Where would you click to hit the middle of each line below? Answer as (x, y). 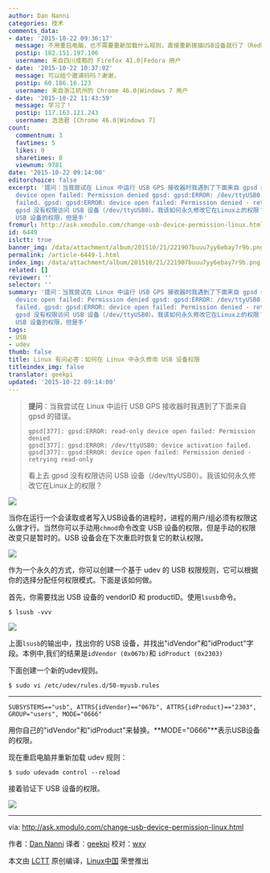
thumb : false (30, 352)
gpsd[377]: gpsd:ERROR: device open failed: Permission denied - (139, 452)
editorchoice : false (43, 180)
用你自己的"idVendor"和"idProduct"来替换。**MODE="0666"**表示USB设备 (135, 730)
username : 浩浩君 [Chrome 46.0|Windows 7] (86, 121)
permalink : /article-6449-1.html (64, 255)
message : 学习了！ (44, 105)
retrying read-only (61, 459)
